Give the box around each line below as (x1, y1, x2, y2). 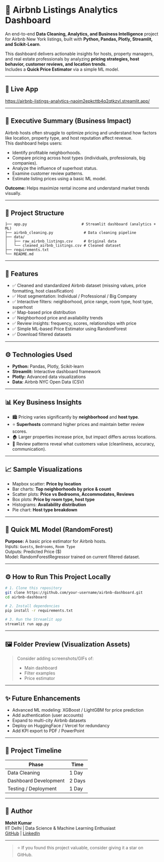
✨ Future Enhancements (5, 694, 81, 702)
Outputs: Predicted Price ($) (5, 549, 62, 555)
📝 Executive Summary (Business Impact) (5, 117, 132, 125)
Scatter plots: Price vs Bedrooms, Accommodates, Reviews (12, 491, 134, 497)
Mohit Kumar (5, 820, 32, 826)
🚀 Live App (5, 85, 39, 93)
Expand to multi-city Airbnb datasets (12, 717, 86, 723)
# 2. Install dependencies (5, 603, 60, 609)
